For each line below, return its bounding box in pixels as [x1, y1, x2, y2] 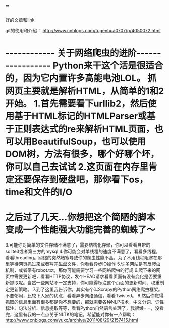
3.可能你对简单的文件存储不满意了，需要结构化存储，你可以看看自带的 [5, 242, 151, 248]
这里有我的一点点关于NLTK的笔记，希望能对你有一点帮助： [14, 311, 136, 318]
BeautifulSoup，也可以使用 [32, 136, 146, 147]
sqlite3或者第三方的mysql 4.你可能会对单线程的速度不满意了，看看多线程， [5, 248, 160, 255]
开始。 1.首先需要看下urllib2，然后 [5, 98, 148, 109]
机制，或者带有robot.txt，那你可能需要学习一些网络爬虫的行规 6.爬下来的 [5, 267, 156, 273]
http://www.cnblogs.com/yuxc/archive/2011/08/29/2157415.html [5, 317, 138, 323]
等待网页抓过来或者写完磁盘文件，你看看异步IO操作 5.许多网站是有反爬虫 [9, 261, 161, 267]
